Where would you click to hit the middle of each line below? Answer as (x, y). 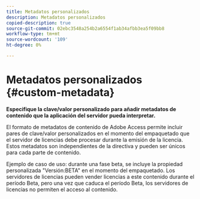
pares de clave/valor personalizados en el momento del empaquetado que (98, 133)
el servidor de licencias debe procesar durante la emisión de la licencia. (95, 140)
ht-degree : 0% (24, 45)
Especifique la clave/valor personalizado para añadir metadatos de (91, 109)
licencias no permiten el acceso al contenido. (62, 189)
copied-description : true (38, 23)
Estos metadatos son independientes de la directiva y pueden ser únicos (96, 146)
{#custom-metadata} (60, 93)
